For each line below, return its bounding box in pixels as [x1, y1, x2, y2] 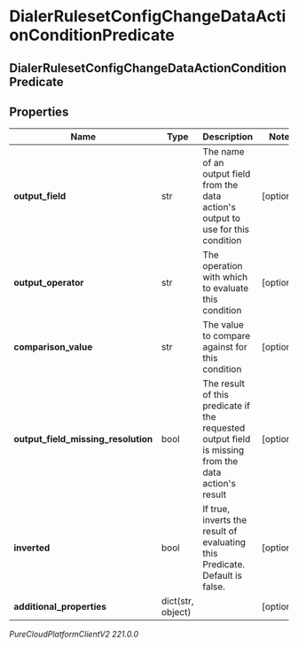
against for [202, 341, 247, 353]
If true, [202, 503, 231, 516]
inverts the [202, 514, 247, 526]
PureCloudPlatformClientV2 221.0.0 [9, 628, 139, 640]
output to [202, 212, 241, 225]
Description [202, 130, 254, 143]
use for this [202, 224, 250, 236]
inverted [13, 541, 51, 554]
